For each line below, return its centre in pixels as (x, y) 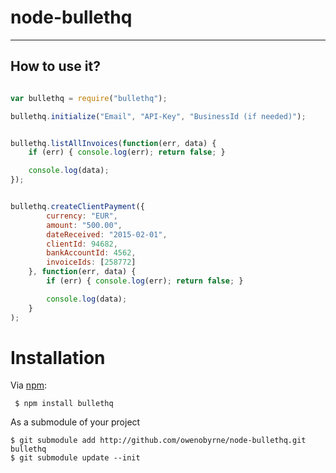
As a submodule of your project (75, 422)
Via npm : (29, 385)
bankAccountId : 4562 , (91, 253)
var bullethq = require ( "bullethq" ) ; (89, 98)
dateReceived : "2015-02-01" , (107, 234)
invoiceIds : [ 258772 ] (91, 262)
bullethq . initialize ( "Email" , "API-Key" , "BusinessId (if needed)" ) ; (158, 116)
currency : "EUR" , (82, 216)
